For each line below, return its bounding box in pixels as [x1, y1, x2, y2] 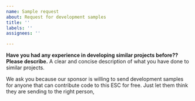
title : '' [6, 19, 31, 25]
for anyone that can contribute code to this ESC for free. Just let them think [6, 82, 189, 89]
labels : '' [6, 25, 33, 31]
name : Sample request [6, 8, 59, 15]
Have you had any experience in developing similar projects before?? [6, 52, 179, 59]
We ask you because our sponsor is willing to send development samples [6, 76, 184, 83]
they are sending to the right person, [6, 88, 95, 95]
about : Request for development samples [6, 14, 107, 20]
